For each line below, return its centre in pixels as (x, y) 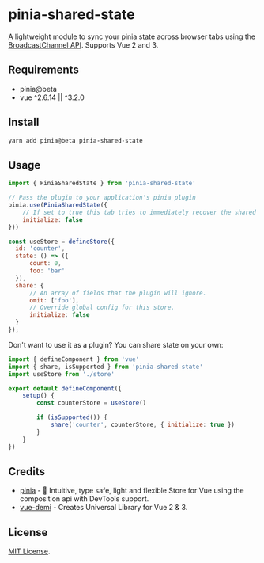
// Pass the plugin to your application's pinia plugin (102, 198)
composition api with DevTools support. (84, 499)
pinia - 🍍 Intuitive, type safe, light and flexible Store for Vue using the (132, 491)
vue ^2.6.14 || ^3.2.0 (52, 97)
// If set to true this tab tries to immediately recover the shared (140, 212)
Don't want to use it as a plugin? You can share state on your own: (116, 344)
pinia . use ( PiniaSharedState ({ (58, 205)
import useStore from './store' (61, 374)
